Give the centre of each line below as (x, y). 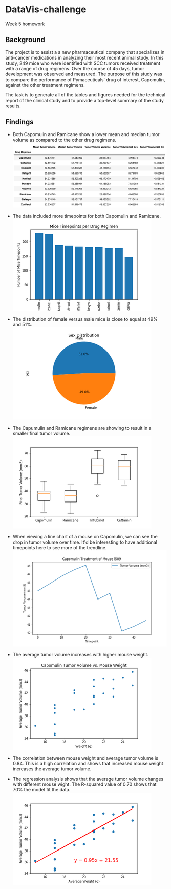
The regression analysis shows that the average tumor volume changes (88, 779)
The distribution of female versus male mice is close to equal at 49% (85, 319)
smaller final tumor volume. (41, 433)
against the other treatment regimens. (45, 85)
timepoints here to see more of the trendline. (60, 547)
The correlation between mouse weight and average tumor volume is (85, 758)
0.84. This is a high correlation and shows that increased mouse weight (88, 763)
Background (25, 40)
